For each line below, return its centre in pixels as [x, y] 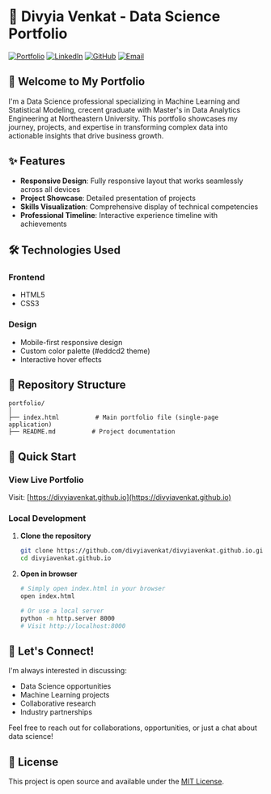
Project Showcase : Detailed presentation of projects [108, 198]
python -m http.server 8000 [67, 618]
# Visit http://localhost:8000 [73, 626]
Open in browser [49, 574]
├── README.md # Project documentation [92, 432]
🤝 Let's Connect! [51, 651]
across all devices [50, 189]
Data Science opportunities [66, 686]
